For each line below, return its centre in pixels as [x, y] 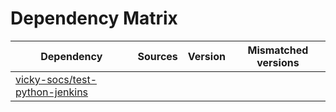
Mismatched [278, 50]
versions [278, 62]
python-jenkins [52, 92]
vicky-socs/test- [56, 79]
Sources [157, 56]
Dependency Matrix [94, 18]
